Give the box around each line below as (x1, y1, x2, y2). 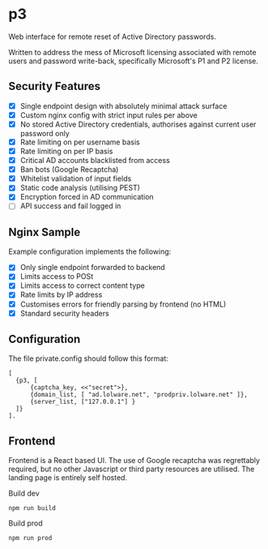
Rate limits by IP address (19, 290, 103, 300)
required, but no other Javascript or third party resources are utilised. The (8, 464, 255, 474)
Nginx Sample (8, 225, 81, 239)
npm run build (8, 504, 57, 513)
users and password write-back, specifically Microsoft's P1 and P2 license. (8, 56, 259, 66)
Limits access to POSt (19, 272, 94, 281)
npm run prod (8, 534, 53, 543)
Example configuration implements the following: (8, 247, 172, 256)
